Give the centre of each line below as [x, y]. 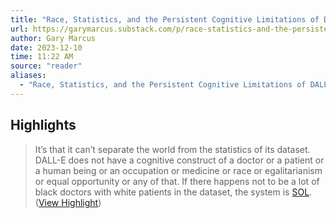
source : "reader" [46, 66]
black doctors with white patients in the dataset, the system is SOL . [173, 192]
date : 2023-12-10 [46, 47]
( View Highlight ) [68, 202]
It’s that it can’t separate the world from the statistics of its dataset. [172, 149]
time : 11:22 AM [42, 57]
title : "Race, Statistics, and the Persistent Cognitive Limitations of [165, 19]
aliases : [28, 76]
